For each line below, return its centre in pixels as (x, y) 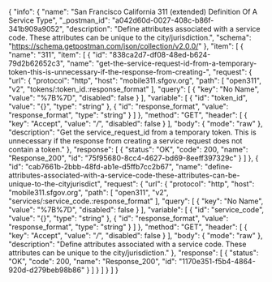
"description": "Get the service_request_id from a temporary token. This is (133, 132)
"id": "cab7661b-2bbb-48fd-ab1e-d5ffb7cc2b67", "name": (106, 167)
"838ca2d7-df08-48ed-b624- (160, 55)
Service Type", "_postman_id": (59, 20)
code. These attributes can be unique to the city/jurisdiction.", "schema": (130, 37)
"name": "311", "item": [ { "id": (58, 55)
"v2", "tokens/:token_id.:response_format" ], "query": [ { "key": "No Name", (134, 89)
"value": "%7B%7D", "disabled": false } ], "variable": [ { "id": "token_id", (128, 98)
